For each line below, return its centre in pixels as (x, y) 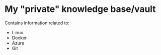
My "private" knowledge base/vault (80, 9)
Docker (19, 38)
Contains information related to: (37, 23)
